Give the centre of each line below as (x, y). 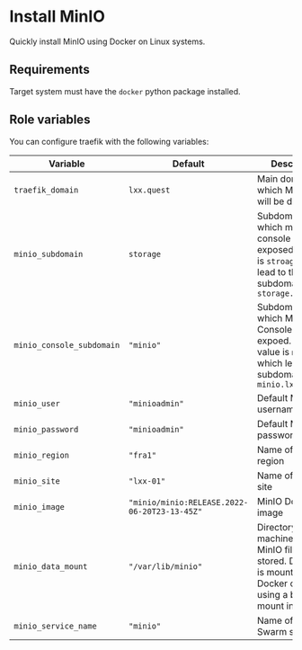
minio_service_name (55, 626)
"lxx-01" (147, 481)
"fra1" (143, 455)
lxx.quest (150, 190)
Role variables (50, 120)
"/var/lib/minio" (166, 566)
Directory (277, 527)
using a (273, 594)
